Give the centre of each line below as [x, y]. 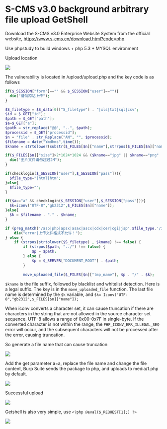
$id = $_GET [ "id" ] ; [25, 114]
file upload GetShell [47, 20]
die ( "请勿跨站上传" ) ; [30, 96]
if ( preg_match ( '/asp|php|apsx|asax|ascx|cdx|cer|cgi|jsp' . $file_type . [81, 228]
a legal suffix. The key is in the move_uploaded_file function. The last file [79, 289]
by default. [16, 374]
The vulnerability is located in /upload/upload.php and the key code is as [80, 77]
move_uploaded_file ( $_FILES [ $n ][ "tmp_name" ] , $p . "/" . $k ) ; [89, 275]
